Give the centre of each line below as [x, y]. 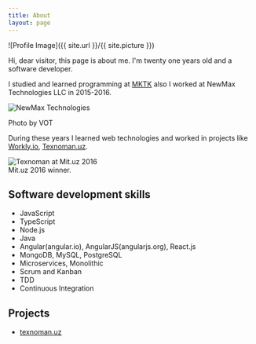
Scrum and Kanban [51, 272]
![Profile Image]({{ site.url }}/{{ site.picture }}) [81, 45]
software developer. [40, 68]
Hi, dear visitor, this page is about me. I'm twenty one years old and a [120, 60]
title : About [29, 15]
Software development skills [79, 194]
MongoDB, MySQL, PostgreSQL [71, 255]
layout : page [29, 23]
